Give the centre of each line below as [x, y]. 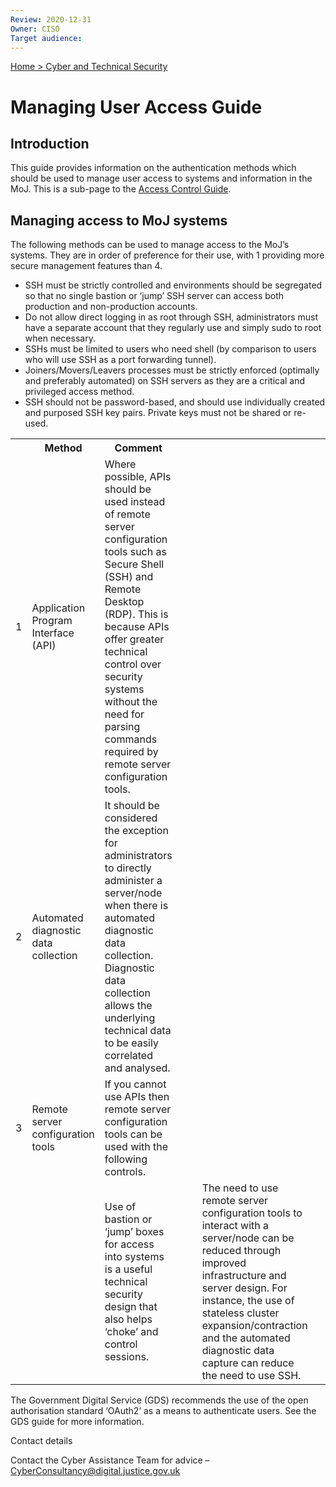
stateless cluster [240, 1313]
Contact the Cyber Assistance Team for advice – [110, 1460]
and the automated [246, 1338]
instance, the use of [248, 1301]
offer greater [134, 639]
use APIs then [137, 1097]
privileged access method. [79, 392]
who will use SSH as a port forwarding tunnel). [120, 360]
